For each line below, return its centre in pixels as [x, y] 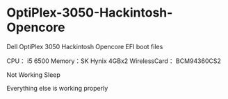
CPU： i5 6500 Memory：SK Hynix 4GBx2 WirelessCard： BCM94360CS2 [114, 61]
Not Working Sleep [33, 75]
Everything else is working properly [57, 88]
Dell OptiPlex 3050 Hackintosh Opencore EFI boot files [85, 46]
